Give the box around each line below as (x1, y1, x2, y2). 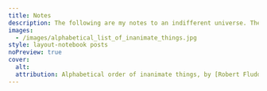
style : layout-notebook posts (8, 41, 109, 49)
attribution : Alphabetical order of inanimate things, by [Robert (15, 70, 240, 78)
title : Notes (8, 11, 52, 20)
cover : (8, 56, 30, 64)
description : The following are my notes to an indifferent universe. (8, 19, 247, 27)
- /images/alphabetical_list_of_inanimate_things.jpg (15, 33, 197, 42)
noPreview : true (8, 48, 62, 56)
